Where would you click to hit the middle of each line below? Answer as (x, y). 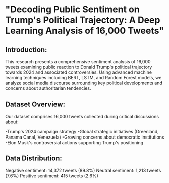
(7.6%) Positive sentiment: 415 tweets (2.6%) (52, 176)
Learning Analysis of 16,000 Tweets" (85, 31)
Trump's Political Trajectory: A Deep (83, 20)
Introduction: (26, 49)
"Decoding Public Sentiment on (72, 9)
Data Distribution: (34, 158)
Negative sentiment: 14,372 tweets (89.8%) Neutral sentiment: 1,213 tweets (83, 170)
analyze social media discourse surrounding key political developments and (84, 83)
